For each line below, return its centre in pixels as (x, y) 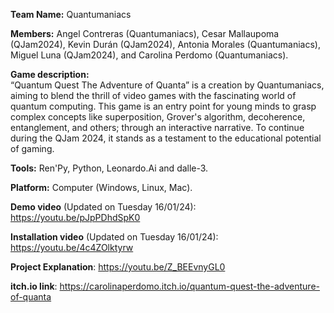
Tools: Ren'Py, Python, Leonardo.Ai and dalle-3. (109, 168)
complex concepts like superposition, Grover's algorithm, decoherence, (158, 117)
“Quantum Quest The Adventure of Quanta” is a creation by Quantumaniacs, (167, 85)
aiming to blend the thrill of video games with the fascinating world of (153, 95)
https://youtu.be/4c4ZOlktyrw (72, 247)
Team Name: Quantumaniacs (71, 14)
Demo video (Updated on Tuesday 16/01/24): (103, 207)
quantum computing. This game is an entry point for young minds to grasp (163, 106)
